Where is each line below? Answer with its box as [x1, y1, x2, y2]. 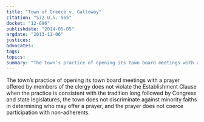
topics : [6, 54, 26, 60]
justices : [6, 37, 32, 43]
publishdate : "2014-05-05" [6, 25, 75, 32]
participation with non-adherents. [6, 109, 90, 116]
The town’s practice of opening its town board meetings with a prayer [6, 76, 180, 84]
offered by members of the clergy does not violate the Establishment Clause [6, 83, 197, 90]
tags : [6, 49, 20, 55]
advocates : [6, 43, 34, 49]
